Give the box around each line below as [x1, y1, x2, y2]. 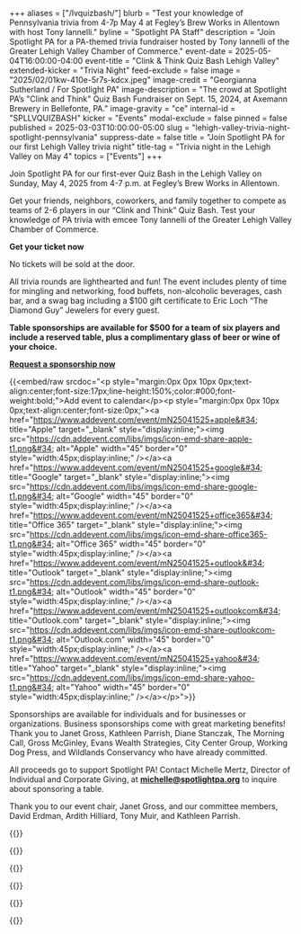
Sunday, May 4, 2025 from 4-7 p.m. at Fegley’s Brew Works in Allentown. [9, 178, 280, 188]
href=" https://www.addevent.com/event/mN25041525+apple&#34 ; [9, 414, 258, 425]
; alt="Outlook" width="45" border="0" [51, 586, 196, 597]
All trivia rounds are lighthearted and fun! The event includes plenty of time [9, 276, 288, 287]
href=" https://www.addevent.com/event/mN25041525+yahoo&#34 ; [9, 654, 261, 663]
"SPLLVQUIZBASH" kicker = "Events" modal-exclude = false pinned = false [9, 112, 288, 123]
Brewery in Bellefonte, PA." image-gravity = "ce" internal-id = [9, 103, 236, 113]
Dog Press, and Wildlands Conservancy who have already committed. [9, 747, 268, 758]
